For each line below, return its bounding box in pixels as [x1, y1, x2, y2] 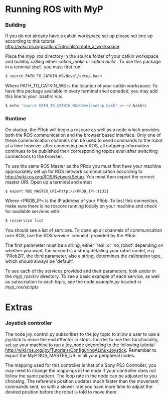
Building [5, 22, 26, 29]
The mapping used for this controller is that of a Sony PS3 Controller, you [5, 362, 156, 368]
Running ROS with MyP [5, 4, 104, 15]
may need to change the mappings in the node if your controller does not [5, 367, 156, 373]
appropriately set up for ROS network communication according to [5, 168, 143, 174]
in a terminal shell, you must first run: [5, 64, 82, 70]
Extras [5, 302, 33, 313]
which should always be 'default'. [5, 258, 74, 264]
